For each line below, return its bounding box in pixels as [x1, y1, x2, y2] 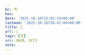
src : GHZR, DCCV [5, 38, 37, 43]
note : [5, 43, 16, 47]
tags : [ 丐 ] [5, 34, 26, 39]
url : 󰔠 [5, 29, 18, 34]
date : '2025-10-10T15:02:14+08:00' [5, 16, 76, 21]
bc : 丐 [5, 7, 18, 12]
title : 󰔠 [5, 25, 23, 30]
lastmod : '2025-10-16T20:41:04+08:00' [5, 20, 83, 25]
